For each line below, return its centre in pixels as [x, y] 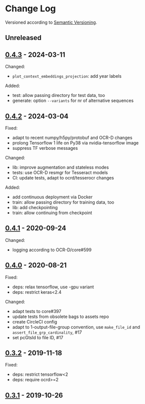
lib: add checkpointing [35, 207]
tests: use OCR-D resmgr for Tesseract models [60, 172]
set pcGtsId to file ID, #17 [38, 337]
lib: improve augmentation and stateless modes [60, 167]
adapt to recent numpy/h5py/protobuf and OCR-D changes [72, 137]
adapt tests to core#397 [37, 311]
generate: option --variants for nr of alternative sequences [73, 101]
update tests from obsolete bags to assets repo [61, 316]
